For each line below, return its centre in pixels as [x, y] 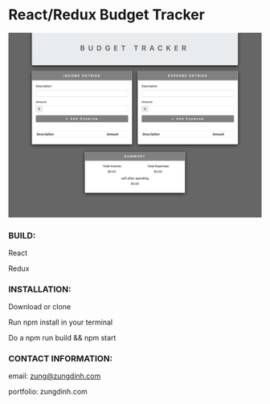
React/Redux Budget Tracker [106, 15]
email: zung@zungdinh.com [55, 376]
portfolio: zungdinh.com [48, 392]
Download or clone [40, 307]
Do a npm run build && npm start [62, 338]
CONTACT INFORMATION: [61, 359]
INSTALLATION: [40, 289]
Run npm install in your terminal [61, 322]
